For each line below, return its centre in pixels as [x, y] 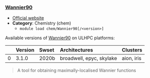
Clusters [132, 50]
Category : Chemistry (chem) [42, 23]
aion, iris [131, 58]
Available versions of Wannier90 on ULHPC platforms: [60, 38]
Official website [28, 18]
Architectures [76, 50]
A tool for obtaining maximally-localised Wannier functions [77, 71]
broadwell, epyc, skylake [89, 58]
